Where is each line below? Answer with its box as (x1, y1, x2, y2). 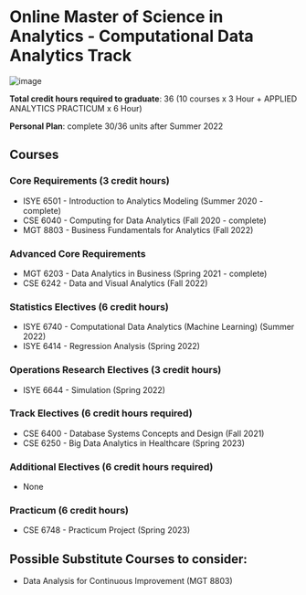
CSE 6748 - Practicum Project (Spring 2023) (22, 525, 191, 536)
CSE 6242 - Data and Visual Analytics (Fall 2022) (22, 277, 208, 289)
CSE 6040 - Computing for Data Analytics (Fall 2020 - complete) (22, 215, 267, 226)
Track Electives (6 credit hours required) (9, 407, 194, 420)
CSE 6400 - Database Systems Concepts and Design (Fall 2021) (22, 428, 265, 439)
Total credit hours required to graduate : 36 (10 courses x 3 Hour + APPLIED (9, 93, 298, 104)
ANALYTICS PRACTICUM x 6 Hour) (9, 102, 143, 113)
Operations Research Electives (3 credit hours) (9, 364, 222, 377)
